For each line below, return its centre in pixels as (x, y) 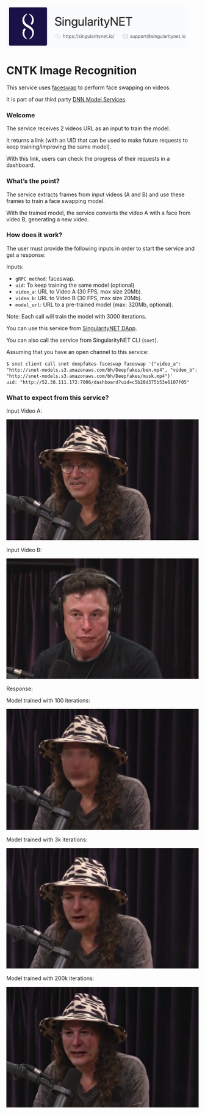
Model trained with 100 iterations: (48, 701)
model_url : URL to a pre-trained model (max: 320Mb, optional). (94, 304)
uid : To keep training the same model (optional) (75, 285)
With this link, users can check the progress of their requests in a (88, 159)
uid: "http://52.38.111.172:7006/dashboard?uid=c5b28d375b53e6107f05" (98, 382)
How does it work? (34, 235)
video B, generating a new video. (48, 219)
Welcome (21, 115)
